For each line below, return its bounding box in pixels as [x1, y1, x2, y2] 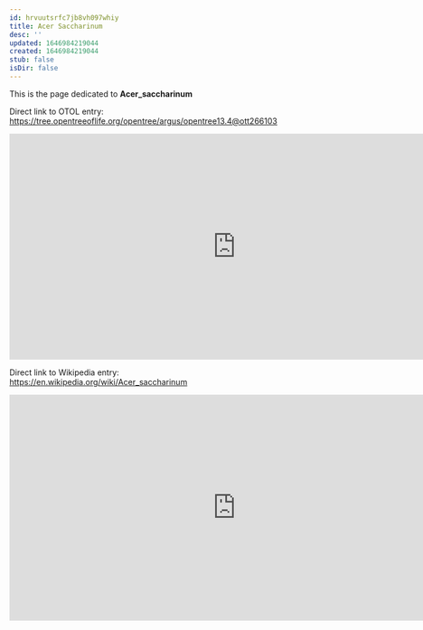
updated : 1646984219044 [9, 38, 99, 48]
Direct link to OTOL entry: [9, 106, 104, 117]
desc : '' [9, 30, 42, 39]
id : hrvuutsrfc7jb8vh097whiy [9, 13, 119, 23]
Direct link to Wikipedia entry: [9, 367, 119, 378]
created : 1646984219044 [9, 47, 99, 56]
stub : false [9, 55, 54, 64]
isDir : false [9, 64, 59, 73]
